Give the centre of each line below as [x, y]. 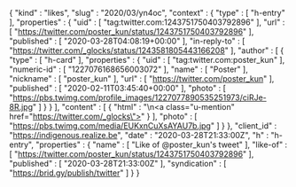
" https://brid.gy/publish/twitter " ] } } [74, 173]
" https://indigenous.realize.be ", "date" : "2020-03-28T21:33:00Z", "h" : [139, 135]
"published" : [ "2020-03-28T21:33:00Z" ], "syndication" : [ [118, 164]
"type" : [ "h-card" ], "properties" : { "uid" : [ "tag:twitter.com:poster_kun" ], [147, 60]
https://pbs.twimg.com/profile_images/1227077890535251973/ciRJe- [140, 97]
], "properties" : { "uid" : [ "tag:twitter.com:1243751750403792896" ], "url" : [147, 22]
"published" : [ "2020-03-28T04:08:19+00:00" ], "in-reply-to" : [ [127, 41]
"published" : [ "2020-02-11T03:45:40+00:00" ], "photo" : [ [117, 88]
